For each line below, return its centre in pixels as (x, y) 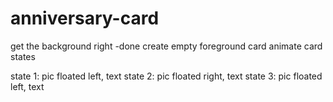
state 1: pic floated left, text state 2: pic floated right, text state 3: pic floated (166, 76)
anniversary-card (85, 18)
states (23, 56)
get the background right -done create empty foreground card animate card (166, 46)
